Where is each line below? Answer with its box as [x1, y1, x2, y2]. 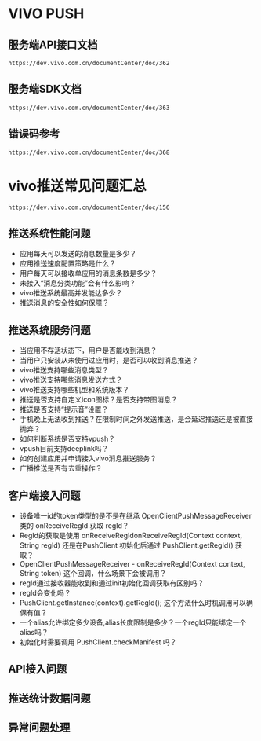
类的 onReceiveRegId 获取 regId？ [19, 521, 129, 530]
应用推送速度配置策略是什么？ [19, 259, 116, 268]
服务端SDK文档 [8, 83, 82, 96]
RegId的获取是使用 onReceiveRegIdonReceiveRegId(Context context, [19, 531, 243, 540]
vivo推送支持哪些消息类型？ [19, 365, 110, 375]
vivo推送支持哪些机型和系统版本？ [19, 385, 130, 394]
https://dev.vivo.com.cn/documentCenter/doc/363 [8, 104, 170, 112]
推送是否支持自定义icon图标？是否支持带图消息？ [19, 394, 178, 405]
